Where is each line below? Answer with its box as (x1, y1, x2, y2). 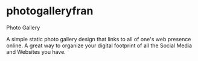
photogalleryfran (6, 4, 94, 18)
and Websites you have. (6, 48, 66, 55)
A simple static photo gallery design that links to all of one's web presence (6, 35, 191, 42)
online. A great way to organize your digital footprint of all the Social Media (6, 42, 192, 49)
